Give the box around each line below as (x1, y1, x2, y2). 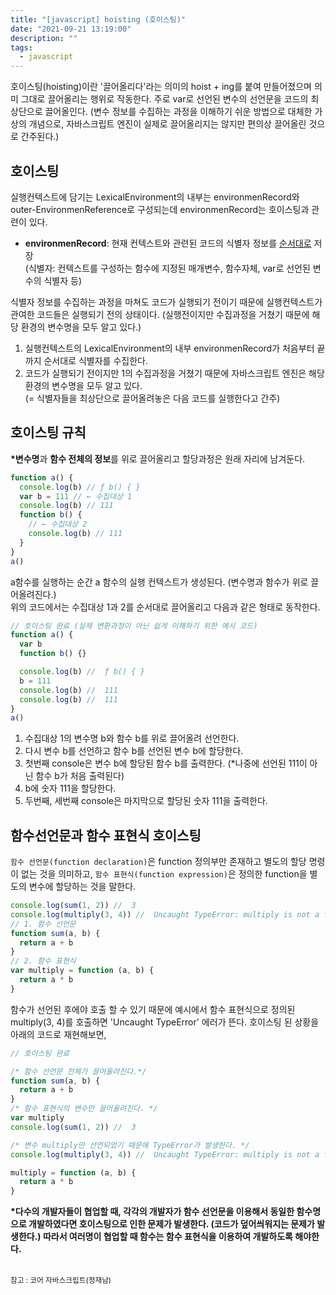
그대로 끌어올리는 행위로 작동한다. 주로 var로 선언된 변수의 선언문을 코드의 (20, 93, 309, 105)
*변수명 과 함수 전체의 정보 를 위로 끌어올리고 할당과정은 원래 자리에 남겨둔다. (10, 452, 306, 465)
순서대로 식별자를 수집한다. (43, 354, 148, 366)
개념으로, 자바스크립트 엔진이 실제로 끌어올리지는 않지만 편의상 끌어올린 (28, 118, 307, 130)
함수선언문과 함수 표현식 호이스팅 (10, 827, 202, 844)
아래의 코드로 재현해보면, (10, 1028, 107, 1040)
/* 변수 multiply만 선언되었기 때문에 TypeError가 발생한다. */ (10, 1140, 250, 1150)
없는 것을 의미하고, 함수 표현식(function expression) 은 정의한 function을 (20, 868, 308, 880)
